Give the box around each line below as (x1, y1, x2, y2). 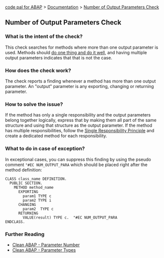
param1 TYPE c (23, 194, 52, 199)
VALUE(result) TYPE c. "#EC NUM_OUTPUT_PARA (23, 215, 118, 220)
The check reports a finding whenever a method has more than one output (5, 78, 156, 84)
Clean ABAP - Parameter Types (12, 247, 76, 253)
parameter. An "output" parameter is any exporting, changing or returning (5, 83, 154, 89)
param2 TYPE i (23, 198, 52, 203)
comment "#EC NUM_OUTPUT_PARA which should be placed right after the (5, 162, 148, 168)
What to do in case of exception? (5, 145, 85, 152)
